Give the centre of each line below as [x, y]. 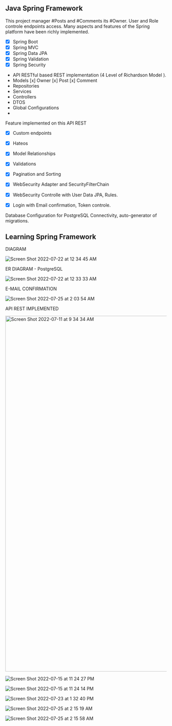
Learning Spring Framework [51, 237]
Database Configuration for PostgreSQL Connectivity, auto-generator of [81, 215]
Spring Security [29, 65]
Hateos [20, 144]
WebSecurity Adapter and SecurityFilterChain [61, 185]
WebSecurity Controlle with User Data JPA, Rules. [65, 195]
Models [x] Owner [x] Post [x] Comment [55, 80]
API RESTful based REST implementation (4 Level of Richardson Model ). [89, 75]
